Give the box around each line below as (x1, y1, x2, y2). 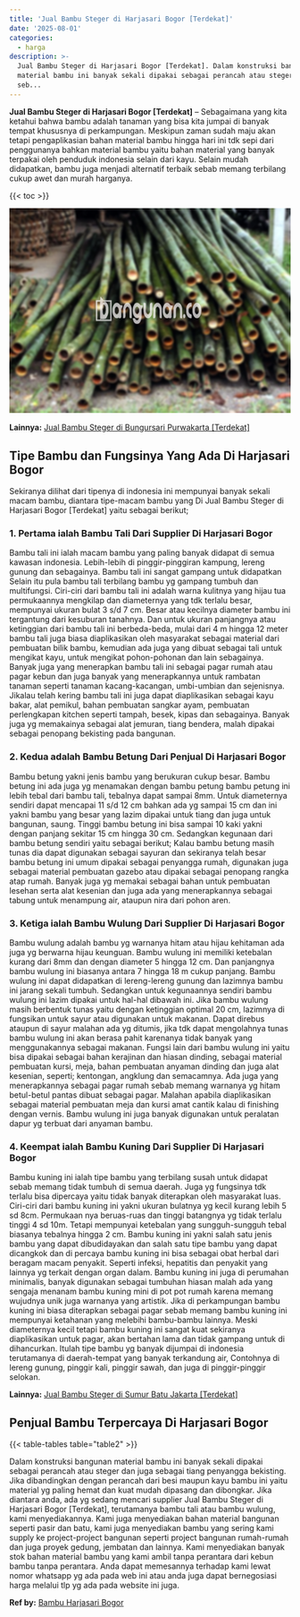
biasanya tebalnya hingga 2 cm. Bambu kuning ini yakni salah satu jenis (9, 1229, 272, 1240)
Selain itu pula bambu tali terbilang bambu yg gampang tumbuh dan (9, 576, 259, 586)
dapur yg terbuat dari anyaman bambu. (9, 1117, 154, 1128)
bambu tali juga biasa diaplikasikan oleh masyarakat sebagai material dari (9, 633, 279, 644)
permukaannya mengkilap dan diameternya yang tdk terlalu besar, (9, 595, 253, 606)
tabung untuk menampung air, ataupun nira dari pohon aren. (9, 894, 231, 905)
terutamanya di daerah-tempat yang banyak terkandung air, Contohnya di (9, 1353, 279, 1364)
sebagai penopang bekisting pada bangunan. (9, 728, 176, 739)
